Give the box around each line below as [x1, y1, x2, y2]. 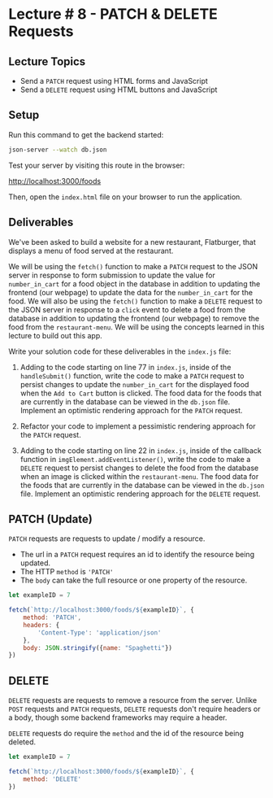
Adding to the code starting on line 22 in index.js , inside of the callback [19, 445, 262, 456]
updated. [19, 558, 51, 568]
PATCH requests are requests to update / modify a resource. [8, 534, 206, 543]
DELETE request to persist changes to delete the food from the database [19, 463, 259, 473]
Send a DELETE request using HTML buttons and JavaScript [19, 85, 218, 94]
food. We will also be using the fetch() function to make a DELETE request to [8, 296, 262, 306]
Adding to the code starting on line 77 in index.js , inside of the [19, 362, 232, 372]
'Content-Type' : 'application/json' [37, 628, 162, 637]
